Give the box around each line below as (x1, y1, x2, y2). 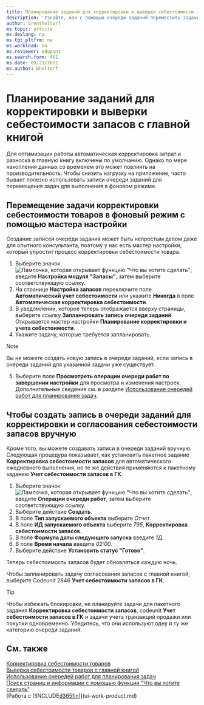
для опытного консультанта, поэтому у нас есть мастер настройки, (6, 242, 182, 249)
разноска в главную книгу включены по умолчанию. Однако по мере (6, 157, 188, 164)
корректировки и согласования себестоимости (6, 419, 198, 429)
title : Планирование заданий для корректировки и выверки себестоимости (6, 9, 194, 15)
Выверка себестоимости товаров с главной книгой (6, 666, 140, 673)
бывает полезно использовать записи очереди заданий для (6, 176, 162, 183)
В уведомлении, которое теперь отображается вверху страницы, (15, 305, 186, 313)
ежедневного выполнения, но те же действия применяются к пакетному (6, 464, 196, 471)
